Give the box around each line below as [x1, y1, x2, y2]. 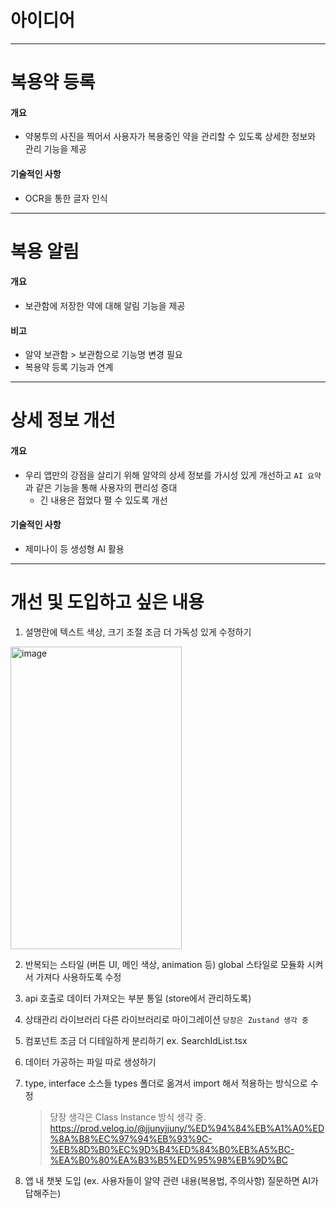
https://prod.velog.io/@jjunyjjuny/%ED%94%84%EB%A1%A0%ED [49, 1122, 325, 1134]
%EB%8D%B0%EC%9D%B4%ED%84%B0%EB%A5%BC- [49, 1143, 295, 1155]
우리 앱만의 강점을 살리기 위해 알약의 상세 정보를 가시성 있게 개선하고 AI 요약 [24, 469, 322, 481]
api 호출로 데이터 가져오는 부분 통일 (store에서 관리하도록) [24, 992, 252, 1004]
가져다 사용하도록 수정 [35, 971, 122, 983]
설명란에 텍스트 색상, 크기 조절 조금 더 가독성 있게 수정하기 [24, 626, 252, 638]
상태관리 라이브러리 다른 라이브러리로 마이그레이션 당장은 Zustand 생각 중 [24, 1013, 309, 1025]
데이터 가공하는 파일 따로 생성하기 [24, 1056, 157, 1068]
